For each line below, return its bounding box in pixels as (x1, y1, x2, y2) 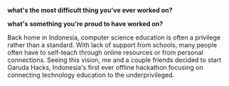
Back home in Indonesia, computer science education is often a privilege (7, 33, 220, 42)
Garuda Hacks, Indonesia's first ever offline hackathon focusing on (7, 63, 203, 71)
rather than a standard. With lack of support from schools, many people (7, 41, 218, 49)
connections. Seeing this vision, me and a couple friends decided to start (7, 56, 222, 64)
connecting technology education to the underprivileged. (7, 70, 175, 79)
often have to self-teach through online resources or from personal (7, 49, 204, 56)
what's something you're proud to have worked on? (7, 20, 164, 27)
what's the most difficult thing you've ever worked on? (7, 6, 173, 14)
